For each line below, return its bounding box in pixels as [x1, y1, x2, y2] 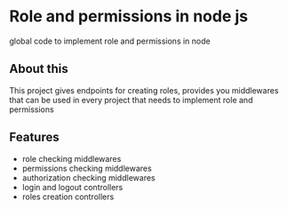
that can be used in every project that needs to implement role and [9, 94, 253, 105]
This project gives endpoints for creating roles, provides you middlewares [9, 84, 279, 95]
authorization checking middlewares [21, 172, 156, 183]
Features [9, 130, 60, 145]
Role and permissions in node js [9, 6, 249, 27]
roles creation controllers [21, 191, 115, 202]
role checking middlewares [21, 153, 122, 164]
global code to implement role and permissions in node [9, 36, 211, 46]
